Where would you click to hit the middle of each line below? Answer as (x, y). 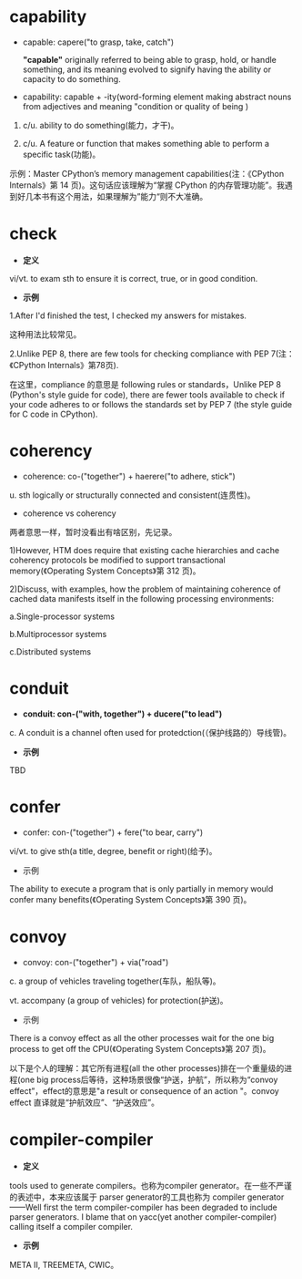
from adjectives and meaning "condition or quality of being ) (135, 106)
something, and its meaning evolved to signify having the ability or (147, 69)
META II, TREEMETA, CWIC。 (64, 1264)
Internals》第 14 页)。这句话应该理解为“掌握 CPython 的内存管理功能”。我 (147, 185)
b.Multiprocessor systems (58, 634)
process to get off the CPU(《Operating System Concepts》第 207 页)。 (140, 1048)
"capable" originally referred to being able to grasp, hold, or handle (150, 59)
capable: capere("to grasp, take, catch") (98, 42)
